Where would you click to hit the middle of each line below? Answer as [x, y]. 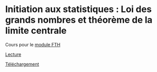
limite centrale [36, 31]
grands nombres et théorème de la [79, 20]
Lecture [13, 54]
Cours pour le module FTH [33, 44]
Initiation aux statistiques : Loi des [78, 9]
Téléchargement [22, 64]
